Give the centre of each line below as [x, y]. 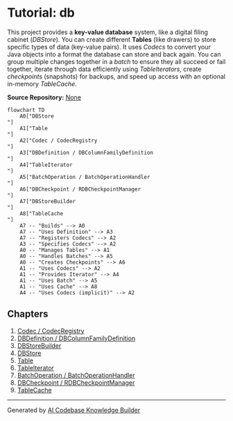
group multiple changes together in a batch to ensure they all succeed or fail [116, 61]
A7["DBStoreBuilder [48, 201]
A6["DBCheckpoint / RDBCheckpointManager [80, 189]
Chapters [28, 314]
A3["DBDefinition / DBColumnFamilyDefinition [87, 152]
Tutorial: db [41, 13]
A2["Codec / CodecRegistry [59, 141]
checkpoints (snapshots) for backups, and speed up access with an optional [116, 76]
